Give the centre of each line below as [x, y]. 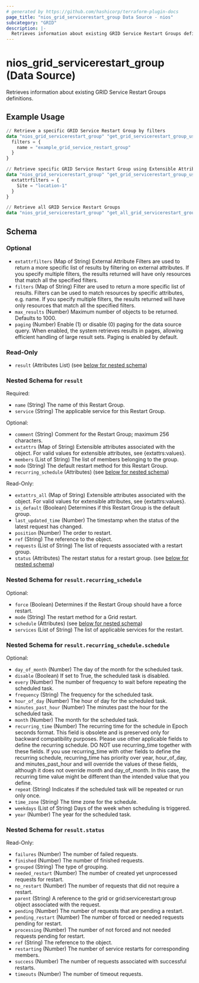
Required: [18, 394]
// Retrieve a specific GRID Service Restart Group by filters [86, 131]
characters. [29, 440]
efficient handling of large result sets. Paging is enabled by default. [97, 337]
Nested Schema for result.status [55, 830]
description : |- [26, 28]
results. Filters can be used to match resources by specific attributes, [99, 293]
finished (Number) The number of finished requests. [79, 861]
